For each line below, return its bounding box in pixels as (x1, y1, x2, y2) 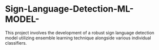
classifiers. (5, 40, 27, 46)
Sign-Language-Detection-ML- (5, 3, 134, 15)
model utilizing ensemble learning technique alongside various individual (5, 35, 151, 41)
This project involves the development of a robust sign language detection (5, 30, 155, 35)
